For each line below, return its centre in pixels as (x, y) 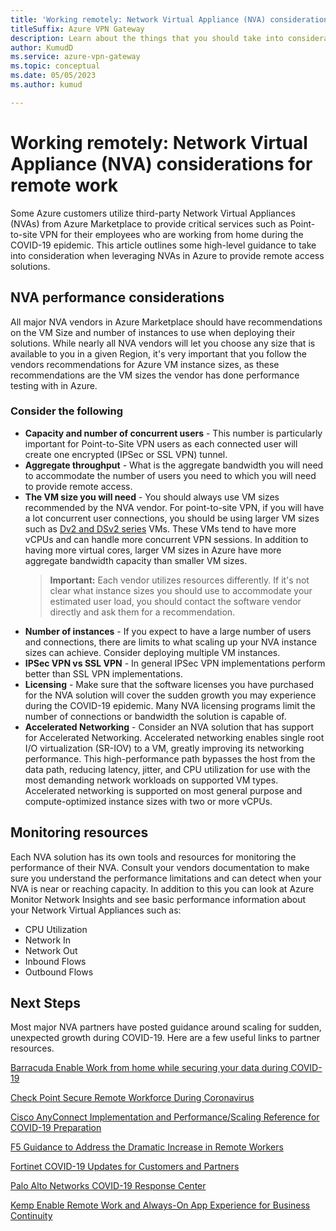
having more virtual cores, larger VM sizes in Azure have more (153, 550)
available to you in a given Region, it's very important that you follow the (158, 353)
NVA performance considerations (117, 297)
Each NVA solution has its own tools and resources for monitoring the (153, 857)
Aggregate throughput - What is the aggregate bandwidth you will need (174, 465)
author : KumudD (42, 47)
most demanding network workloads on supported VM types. (151, 780)
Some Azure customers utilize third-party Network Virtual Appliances (153, 213)
